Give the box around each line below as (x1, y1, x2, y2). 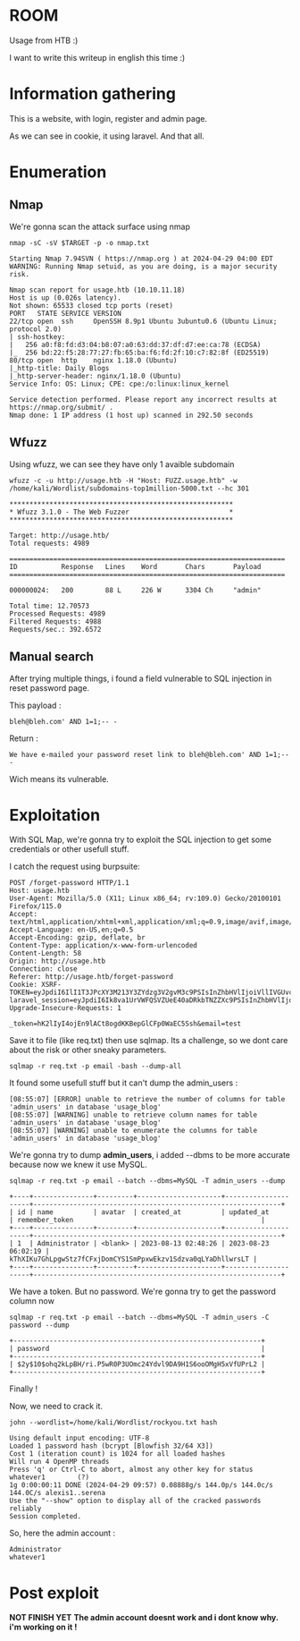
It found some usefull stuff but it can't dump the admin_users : (9, 1077, 238, 1088)
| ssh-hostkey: (9, 332, 66, 341)
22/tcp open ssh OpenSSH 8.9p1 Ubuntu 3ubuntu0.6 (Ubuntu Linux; (9, 317, 278, 326)
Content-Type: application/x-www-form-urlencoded (9, 941, 198, 950)
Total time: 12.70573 (9, 601, 90, 610)
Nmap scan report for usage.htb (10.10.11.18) (9, 285, 186, 294)
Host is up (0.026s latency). (9, 293, 122, 302)
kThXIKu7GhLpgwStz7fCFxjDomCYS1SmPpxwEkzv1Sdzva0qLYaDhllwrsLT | (9, 1254, 257, 1264)
